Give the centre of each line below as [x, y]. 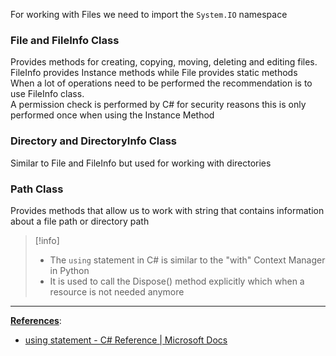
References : [36, 320]
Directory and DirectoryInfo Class [94, 141]
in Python [69, 270]
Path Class [37, 189]
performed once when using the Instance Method [112, 115]
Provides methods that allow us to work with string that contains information [167, 210]
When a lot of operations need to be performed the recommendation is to [161, 83]
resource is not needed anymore [117, 291]
